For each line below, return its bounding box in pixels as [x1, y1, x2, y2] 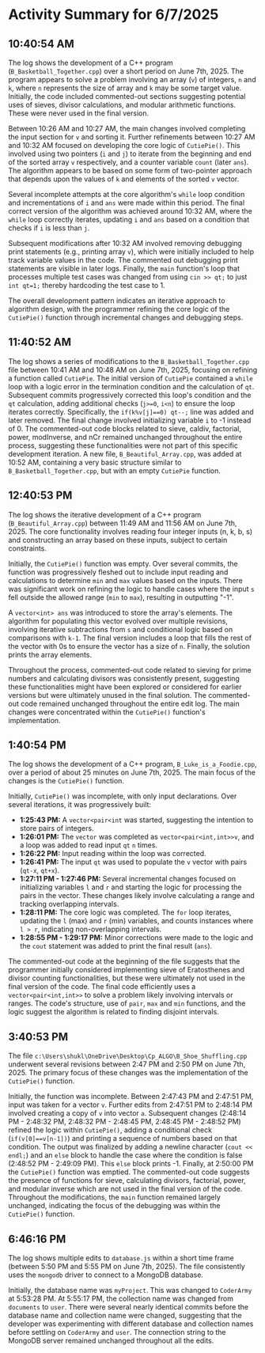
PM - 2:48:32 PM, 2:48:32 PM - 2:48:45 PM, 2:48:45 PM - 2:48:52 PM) [8, 1117, 241, 1127]
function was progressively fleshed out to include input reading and [8, 567, 229, 577]
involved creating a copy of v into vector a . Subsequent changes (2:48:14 [8, 1109, 247, 1118]
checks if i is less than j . [8, 223, 90, 233]
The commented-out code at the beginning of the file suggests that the [8, 957, 240, 966]
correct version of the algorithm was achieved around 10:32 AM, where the [8, 207, 253, 215]
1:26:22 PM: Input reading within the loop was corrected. [19, 849, 207, 858]
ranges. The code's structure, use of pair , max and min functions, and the [8, 999, 246, 1008]
